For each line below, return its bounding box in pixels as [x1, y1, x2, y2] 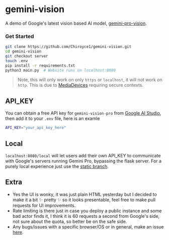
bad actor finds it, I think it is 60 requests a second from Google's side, [12, 213, 160, 219]
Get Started [5, 33, 34, 40]
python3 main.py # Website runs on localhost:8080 [5, 68, 116, 73]
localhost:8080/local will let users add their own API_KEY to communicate [5, 152, 161, 158]
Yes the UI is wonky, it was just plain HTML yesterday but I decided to [12, 191, 157, 197]
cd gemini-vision [5, 49, 42, 54]
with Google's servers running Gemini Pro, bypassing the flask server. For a [5, 158, 162, 164]
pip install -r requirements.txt [5, 63, 75, 68]
